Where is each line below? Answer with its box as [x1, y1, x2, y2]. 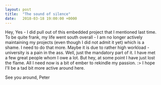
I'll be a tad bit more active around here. [5, 65, 85, 71]
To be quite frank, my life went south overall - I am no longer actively [5, 34, 143, 40]
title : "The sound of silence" [5, 12, 71, 16]
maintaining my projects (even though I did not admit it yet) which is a [5, 40, 144, 45]
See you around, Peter [5, 74, 50, 80]
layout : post [5, 7, 32, 12]
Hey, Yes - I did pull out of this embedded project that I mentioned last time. [5, 29, 157, 35]
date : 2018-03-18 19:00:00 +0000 [5, 16, 77, 21]
